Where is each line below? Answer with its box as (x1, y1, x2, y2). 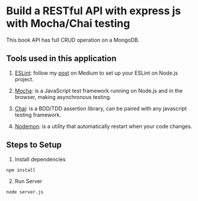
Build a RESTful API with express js (6, 4, 181, 18)
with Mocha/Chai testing (6, 17, 130, 30)
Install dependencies (14, 155, 66, 162)
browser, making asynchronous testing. (14, 93, 111, 100)
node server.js (6, 189, 44, 195)
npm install (6, 167, 36, 173)
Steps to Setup (6, 140, 62, 150)
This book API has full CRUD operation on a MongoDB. (6, 36, 140, 43)
